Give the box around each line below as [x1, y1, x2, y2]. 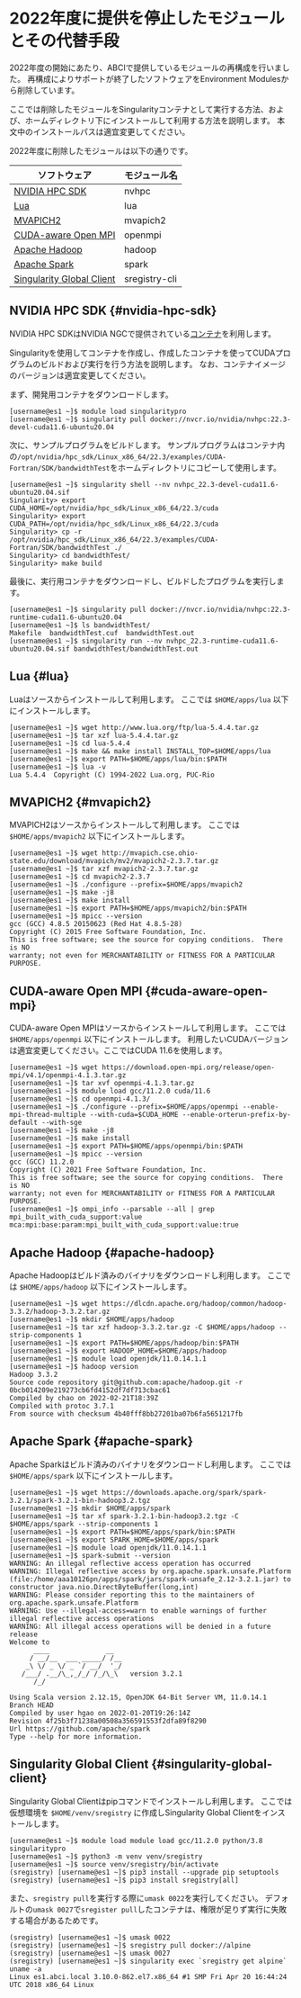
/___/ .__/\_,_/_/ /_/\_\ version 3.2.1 [21, 1669, 182, 1678]
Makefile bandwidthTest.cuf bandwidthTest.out [9, 628, 195, 637]
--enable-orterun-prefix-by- [181, 1111, 292, 1120]
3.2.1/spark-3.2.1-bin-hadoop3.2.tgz [9, 1496, 151, 1505]
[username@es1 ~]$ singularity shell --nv [9, 480, 171, 489]
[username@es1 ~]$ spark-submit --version [9, 1551, 171, 1560]
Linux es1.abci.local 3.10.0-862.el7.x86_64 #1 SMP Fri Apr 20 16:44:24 [9, 1972, 288, 1981]
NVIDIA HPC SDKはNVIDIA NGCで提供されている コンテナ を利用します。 [9, 328, 277, 338]
